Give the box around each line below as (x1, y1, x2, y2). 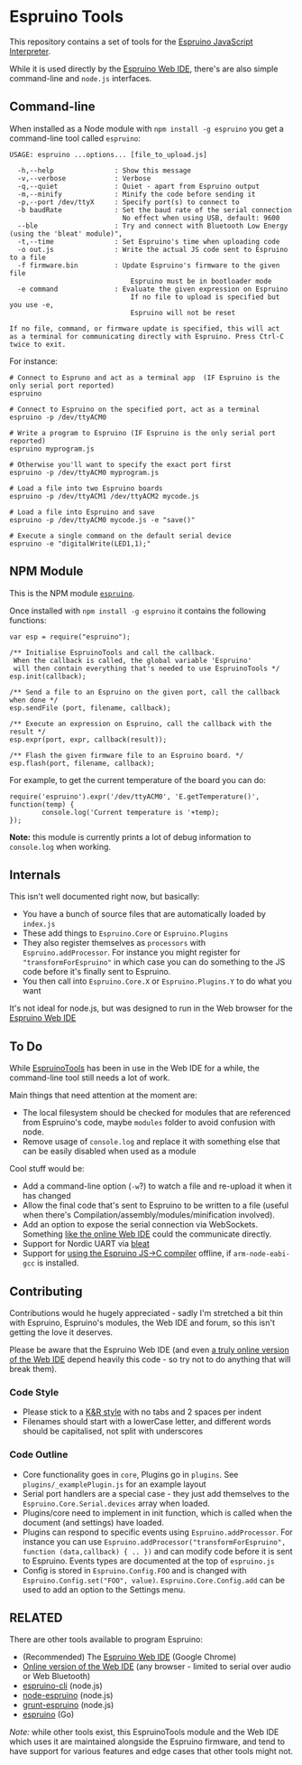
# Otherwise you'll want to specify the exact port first (9, 460, 232, 469)
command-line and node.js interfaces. (9, 72, 152, 83)
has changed (22, 1191, 71, 1201)
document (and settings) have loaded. (22, 1517, 165, 1527)
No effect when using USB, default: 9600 (122, 213, 280, 222)
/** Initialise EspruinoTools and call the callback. (9, 648, 216, 657)
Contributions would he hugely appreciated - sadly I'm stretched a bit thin (9, 1308, 284, 1318)
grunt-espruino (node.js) (22, 1700, 114, 1711)
